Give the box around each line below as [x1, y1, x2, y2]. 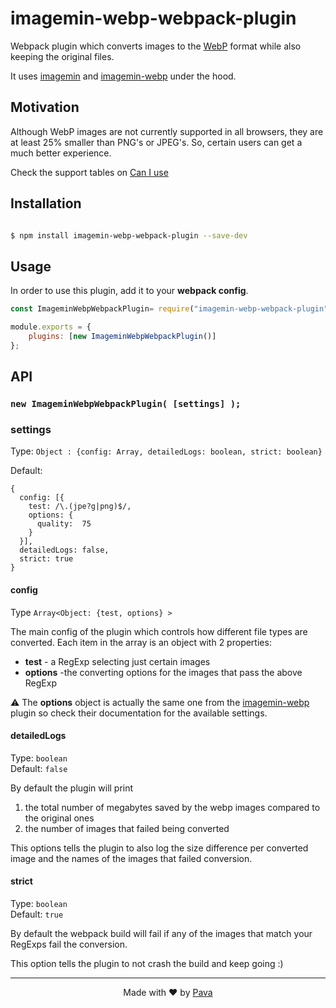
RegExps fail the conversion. [10, 938, 128, 950]
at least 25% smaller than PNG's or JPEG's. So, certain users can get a [10, 136, 303, 148]
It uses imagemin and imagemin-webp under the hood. [10, 70, 237, 82]
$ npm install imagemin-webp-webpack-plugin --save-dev [10, 230, 248, 241]
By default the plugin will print [10, 782, 134, 794]
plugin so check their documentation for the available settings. [10, 707, 268, 719]
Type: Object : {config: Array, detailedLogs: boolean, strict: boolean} [10, 445, 323, 457]
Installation [10, 195, 82, 212]
